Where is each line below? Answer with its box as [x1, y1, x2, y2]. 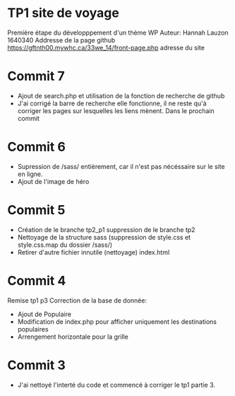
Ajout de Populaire [17, 310, 72, 318]
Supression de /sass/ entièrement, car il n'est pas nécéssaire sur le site [17, 162, 226, 170]
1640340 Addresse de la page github [7, 35, 116, 44]
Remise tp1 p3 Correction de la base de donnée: [7, 296, 147, 305]
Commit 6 [7, 139, 66, 155]
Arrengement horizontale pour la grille [17, 332, 129, 341]
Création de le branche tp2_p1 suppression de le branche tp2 [17, 225, 195, 234]
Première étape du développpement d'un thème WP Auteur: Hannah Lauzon [7, 28, 229, 37]
